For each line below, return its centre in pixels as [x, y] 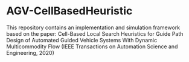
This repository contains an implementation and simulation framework [93, 27]
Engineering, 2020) [30, 52]
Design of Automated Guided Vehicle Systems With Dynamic [82, 40]
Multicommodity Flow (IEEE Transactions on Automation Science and [92, 46]
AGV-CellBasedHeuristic [69, 11]
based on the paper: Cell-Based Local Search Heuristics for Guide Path [95, 33]
